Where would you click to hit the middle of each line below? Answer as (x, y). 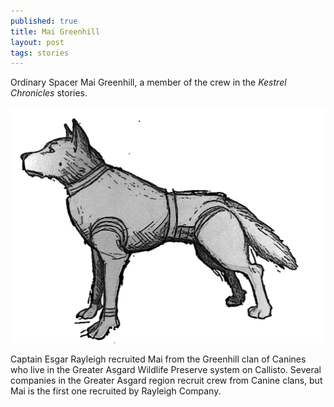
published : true (44, 21)
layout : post (37, 42)
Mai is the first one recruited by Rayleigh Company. (116, 391)
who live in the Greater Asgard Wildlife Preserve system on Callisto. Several (166, 370)
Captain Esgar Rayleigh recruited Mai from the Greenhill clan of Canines (158, 359)
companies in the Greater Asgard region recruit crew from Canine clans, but (166, 381)
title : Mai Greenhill (55, 31)
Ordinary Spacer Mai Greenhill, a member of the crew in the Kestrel (148, 82)
